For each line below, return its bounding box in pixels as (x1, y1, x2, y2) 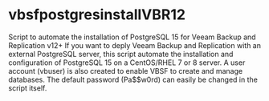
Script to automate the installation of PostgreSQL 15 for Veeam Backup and (8, 32, 256, 42)
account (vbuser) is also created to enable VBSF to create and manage (8, 66, 243, 75)
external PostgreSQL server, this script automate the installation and (8, 49, 234, 59)
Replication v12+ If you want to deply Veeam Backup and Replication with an (8, 40, 262, 50)
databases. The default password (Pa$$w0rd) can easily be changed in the (8, 75, 259, 84)
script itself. (8, 83, 47, 93)
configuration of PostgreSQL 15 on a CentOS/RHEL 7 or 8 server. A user (8, 58, 246, 67)
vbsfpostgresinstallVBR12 (8, 6, 186, 24)
